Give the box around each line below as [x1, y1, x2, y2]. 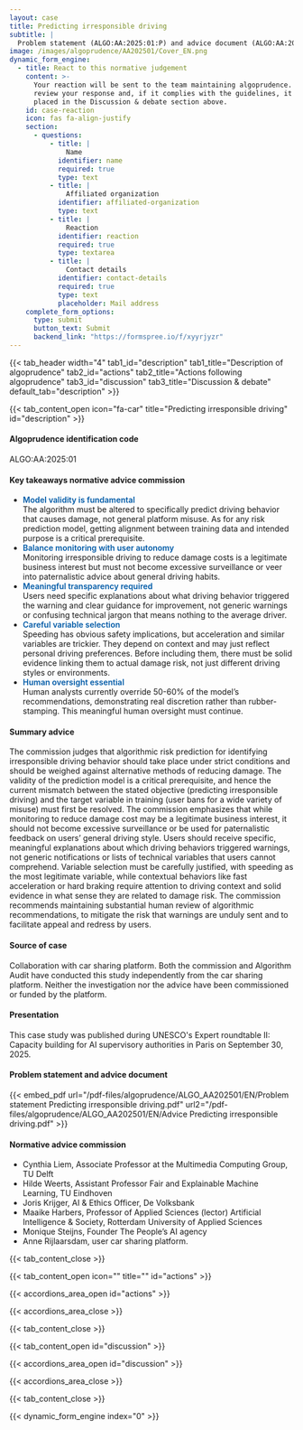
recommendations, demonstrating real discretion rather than [22, 696, 247, 707]
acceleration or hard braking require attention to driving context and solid [9, 881, 281, 892]
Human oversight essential [22, 677, 124, 687]
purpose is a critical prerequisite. [22, 533, 145, 544]
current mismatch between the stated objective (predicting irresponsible [9, 785, 279, 796]
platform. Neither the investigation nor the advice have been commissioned [9, 979, 289, 990]
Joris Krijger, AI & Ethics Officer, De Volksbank [22, 1198, 196, 1209]
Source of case [9, 940, 68, 951]
